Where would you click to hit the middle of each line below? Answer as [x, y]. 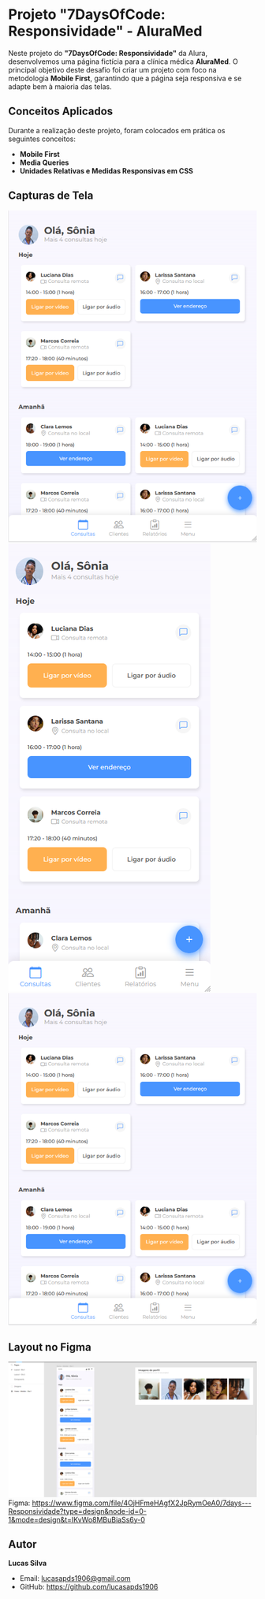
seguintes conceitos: [42, 139]
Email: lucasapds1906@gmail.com [75, 1578]
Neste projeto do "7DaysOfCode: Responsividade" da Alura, [108, 53]
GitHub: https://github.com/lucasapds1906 [89, 1587]
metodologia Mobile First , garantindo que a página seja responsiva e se [125, 78]
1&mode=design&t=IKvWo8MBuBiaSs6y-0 [77, 1519]
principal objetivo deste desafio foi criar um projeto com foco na [112, 69]
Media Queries [44, 162]
